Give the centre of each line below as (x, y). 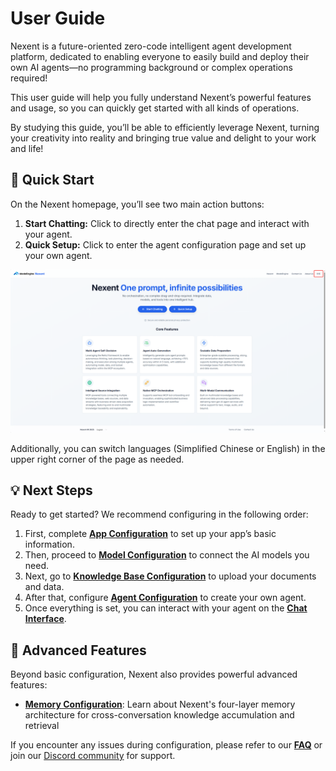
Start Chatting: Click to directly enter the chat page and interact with (167, 223)
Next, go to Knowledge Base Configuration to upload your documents (170, 576)
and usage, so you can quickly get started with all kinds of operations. (155, 108)
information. (49, 544)
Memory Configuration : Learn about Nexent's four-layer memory (160, 704)
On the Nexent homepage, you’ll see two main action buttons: (137, 204)
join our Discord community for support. (93, 756)
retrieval (42, 726)
